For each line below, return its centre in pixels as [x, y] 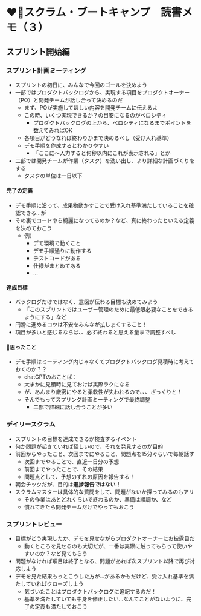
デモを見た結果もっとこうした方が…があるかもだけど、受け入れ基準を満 [104, 577]
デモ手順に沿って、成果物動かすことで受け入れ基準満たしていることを [102, 205]
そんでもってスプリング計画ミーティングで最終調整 [87, 400]
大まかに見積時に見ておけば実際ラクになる [77, 385]
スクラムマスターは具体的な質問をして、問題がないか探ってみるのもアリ [104, 492]
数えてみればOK [53, 130]
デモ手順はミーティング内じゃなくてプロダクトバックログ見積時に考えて [104, 362]
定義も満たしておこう [61, 607]
